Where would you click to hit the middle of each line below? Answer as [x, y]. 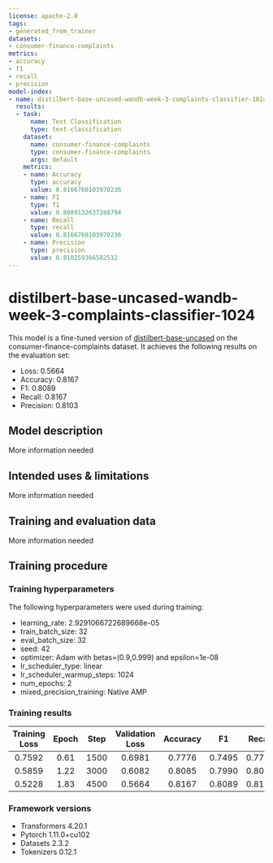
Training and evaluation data [82, 521]
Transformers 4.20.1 [54, 826]
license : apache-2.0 [43, 16]
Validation [135, 734]
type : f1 [45, 205]
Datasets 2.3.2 [44, 843]
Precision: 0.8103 [49, 405]
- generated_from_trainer [52, 31]
